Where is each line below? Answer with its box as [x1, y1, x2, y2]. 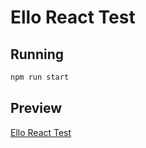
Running [10, 46, 65, 63]
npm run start [10, 72, 70, 82]
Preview [10, 100, 63, 117]
